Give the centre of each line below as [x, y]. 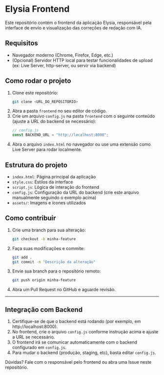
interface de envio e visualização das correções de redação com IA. [74, 27]
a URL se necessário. [33, 337]
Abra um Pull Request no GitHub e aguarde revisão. [64, 290]
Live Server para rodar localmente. [47, 150]
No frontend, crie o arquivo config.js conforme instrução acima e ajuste [85, 332]
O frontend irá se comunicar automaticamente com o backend [75, 342]
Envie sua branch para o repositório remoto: [56, 271]
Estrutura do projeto [36, 165]
